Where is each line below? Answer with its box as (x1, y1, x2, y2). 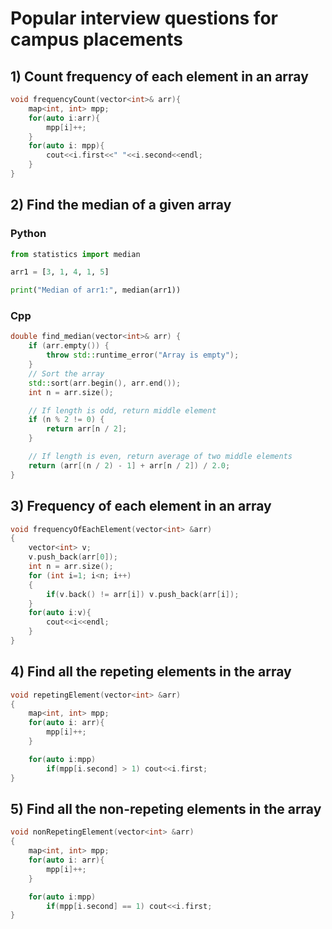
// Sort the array (28, 368, 105, 379)
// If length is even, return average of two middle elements (28, 452, 293, 462)
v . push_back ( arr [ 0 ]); (28, 552, 118, 562)
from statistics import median (10, 249, 141, 259)
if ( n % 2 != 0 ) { (28, 415, 105, 425)
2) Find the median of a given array (10, 197, 232, 214)
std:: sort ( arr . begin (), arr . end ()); (28, 378, 182, 388)
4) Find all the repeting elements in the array (10, 663, 292, 681)
